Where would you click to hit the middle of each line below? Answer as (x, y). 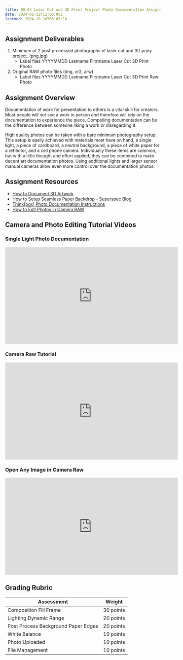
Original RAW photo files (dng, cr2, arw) (53, 72)
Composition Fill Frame (34, 610)
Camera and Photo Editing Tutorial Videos (71, 225)
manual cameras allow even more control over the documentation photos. (80, 166)
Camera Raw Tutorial (31, 354)
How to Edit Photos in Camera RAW (48, 209)
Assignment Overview (40, 97)
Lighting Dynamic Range (36, 618)
